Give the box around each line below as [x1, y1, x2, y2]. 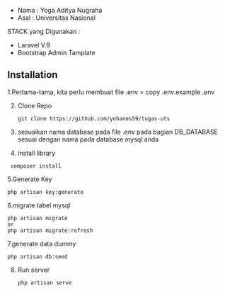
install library [17, 149, 55, 157]
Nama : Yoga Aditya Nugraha [17, 6, 103, 14]
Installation [7, 69, 58, 81]
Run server [17, 265, 50, 274]
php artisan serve [17, 279, 72, 286]
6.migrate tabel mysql [7, 201, 71, 209]
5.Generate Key [7, 175, 52, 183]
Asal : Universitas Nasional [17, 13, 96, 22]
